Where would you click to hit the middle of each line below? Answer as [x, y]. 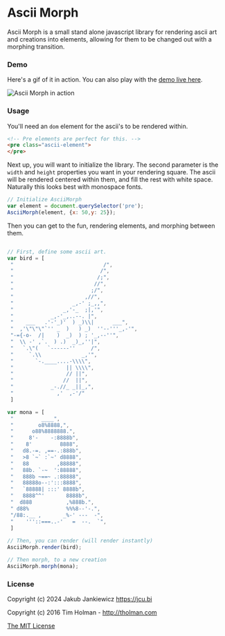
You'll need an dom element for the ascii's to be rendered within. [98, 126]
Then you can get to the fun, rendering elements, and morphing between [111, 226]
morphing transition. [36, 46]
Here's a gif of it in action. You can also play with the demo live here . [105, 80]
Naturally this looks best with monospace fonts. [75, 187]
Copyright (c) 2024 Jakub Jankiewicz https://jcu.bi [80, 599]
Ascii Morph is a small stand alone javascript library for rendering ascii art [112, 32]
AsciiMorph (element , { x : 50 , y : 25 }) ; [62, 212]
